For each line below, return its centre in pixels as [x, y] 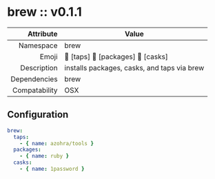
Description [39, 67]
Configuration [38, 115]
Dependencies [34, 78]
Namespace [38, 45]
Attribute [42, 34]
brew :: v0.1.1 [45, 12]
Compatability [35, 90]
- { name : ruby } [44, 156]
